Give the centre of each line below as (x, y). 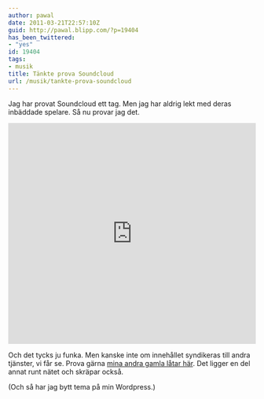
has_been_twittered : (42, 37)
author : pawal (31, 15)
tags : (17, 60)
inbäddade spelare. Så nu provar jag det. (74, 112)
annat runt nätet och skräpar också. (66, 372)
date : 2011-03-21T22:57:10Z (54, 23)
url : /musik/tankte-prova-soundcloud (70, 81)
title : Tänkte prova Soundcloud (61, 74)
